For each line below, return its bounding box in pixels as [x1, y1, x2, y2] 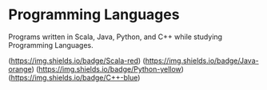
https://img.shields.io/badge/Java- [145, 56, 259, 65]
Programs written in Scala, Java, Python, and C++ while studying [8, 32, 222, 41]
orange [8, 64, 32, 73]
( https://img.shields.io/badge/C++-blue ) [8, 72, 141, 82]
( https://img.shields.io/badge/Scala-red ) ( [8, 56, 145, 65]
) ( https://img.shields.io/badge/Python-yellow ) [31, 64, 184, 73]
